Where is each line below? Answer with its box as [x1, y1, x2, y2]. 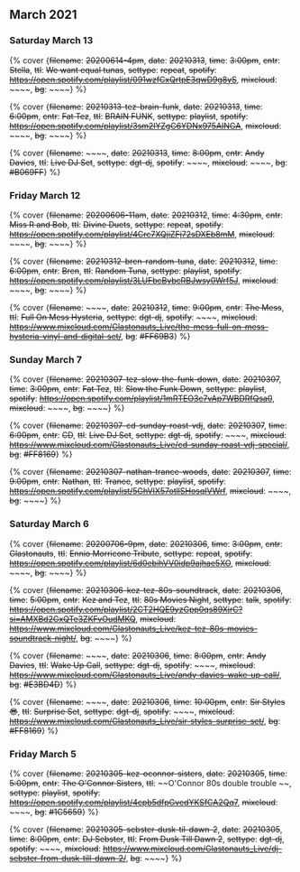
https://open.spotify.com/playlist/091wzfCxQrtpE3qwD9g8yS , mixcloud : [9, 74, 277, 85]
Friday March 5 [9, 747, 77, 760]
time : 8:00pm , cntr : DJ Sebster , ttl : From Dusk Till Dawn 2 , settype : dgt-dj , [9, 833, 286, 844]
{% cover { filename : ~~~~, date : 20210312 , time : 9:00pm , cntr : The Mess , [9, 301, 285, 312]
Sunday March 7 [9, 353, 83, 366]
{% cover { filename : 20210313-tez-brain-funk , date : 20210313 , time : [9, 101, 263, 112]
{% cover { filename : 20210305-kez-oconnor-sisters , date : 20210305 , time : [9, 767, 288, 779]
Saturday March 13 [9, 34, 94, 47]
